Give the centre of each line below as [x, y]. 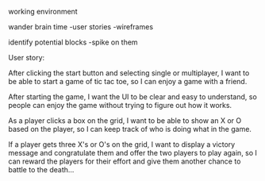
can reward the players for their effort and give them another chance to [125, 161]
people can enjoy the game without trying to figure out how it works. [120, 105]
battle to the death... [41, 169]
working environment [43, 12]
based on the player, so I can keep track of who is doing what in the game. [130, 129]
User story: [27, 58]
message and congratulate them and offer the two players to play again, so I [133, 153]
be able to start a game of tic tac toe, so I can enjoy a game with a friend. [128, 81]
